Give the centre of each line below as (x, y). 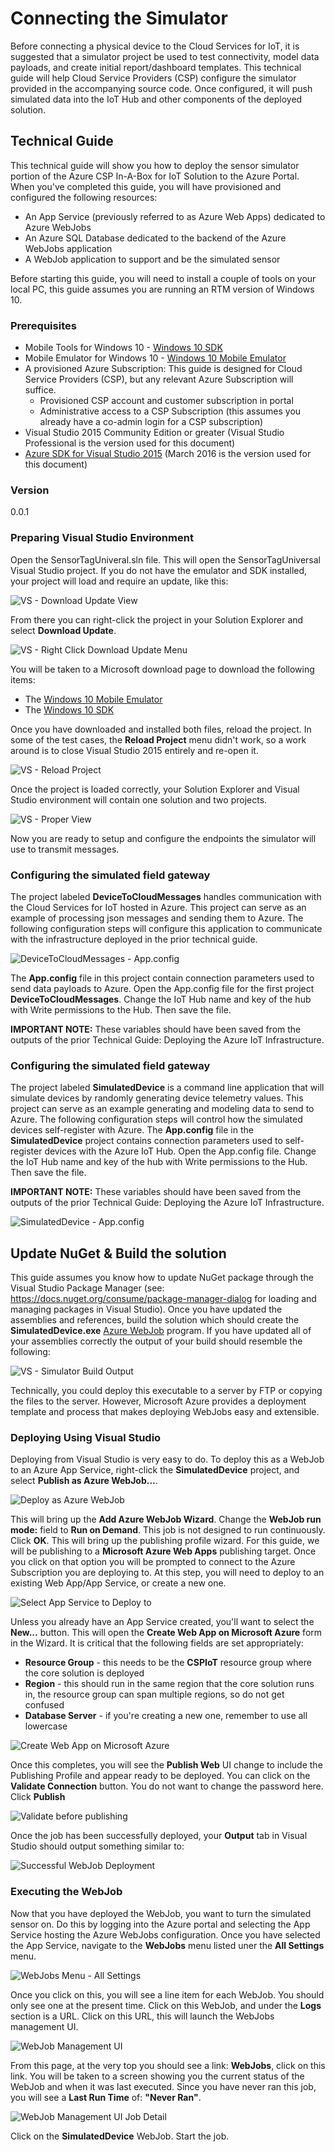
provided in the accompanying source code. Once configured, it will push (161, 88)
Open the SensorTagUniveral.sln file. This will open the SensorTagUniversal (166, 559)
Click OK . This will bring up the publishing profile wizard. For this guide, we (165, 1541)
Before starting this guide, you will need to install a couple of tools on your (163, 278)
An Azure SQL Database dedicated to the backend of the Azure (155, 238)
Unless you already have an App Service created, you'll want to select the (162, 1622)
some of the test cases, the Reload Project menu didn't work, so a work (158, 739)
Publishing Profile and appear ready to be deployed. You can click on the (160, 1776)
